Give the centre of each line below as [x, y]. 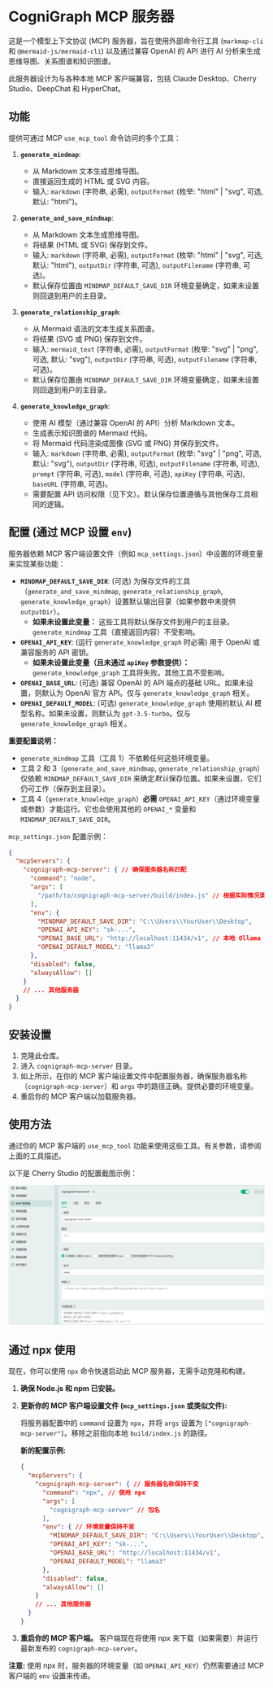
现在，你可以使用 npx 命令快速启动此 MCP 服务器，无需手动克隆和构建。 [129, 1371]
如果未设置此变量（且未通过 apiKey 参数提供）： [111, 662]
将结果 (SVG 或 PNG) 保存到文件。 [90, 339]
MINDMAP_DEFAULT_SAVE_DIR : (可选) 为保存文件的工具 [105, 581]
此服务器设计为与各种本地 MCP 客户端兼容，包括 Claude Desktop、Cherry [133, 78]
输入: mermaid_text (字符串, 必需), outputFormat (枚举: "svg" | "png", [145, 349]
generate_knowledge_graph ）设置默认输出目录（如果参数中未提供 [128, 601]
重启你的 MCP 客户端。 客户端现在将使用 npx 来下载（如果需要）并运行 [139, 1638]
